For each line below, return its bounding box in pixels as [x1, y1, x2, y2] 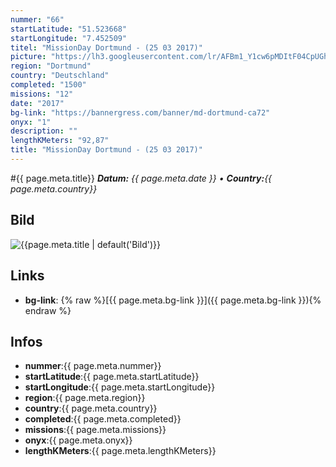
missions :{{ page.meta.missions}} [24, 424, 167, 436]
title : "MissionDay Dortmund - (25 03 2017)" [10, 145, 203, 155]
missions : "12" [10, 89, 74, 99]
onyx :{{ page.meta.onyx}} [24, 434, 133, 446]
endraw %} [24, 304, 72, 316]
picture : [10, 52, 47, 62]
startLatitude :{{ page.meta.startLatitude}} [24, 371, 200, 383]
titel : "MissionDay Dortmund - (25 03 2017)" [10, 42, 203, 53]
